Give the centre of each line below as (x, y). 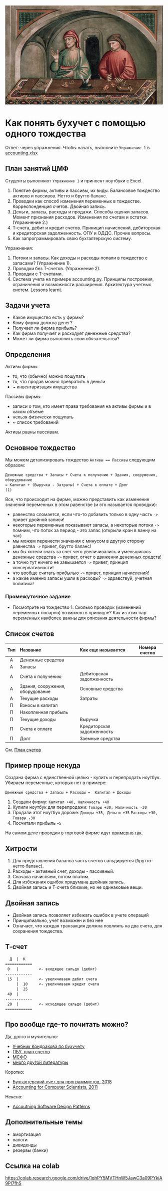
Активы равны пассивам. (32, 432)
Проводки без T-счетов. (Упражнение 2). (56, 268)
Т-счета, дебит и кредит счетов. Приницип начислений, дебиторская (86, 227)
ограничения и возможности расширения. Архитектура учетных (82, 284)
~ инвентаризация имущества (45, 387)
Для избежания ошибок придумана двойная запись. (68, 882)
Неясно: (14, 1097)
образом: (15, 465)
